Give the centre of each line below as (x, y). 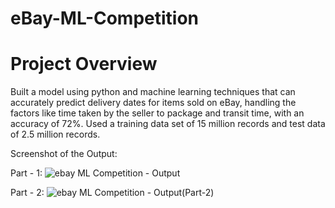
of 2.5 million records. (55, 134)
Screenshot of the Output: (64, 154)
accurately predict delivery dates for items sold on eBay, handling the (153, 103)
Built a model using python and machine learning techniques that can (153, 92)
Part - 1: (26, 173)
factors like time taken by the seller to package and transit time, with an (157, 113)
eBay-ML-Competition (105, 18)
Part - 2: (27, 193)
